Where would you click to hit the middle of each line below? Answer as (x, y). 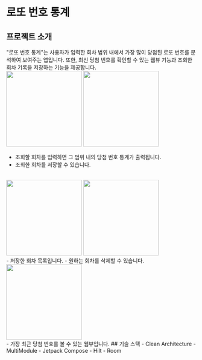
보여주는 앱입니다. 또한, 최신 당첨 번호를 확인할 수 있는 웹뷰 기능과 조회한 (107, 60)
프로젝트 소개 (29, 37)
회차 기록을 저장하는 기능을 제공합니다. (51, 67)
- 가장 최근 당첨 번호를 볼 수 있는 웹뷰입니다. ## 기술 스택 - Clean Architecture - (101, 344)
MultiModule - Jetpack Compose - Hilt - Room (64, 351)
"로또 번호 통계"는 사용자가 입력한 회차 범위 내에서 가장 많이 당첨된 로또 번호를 (98, 52)
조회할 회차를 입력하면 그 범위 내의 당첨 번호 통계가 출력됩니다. (88, 157)
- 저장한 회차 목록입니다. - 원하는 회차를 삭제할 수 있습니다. (75, 260)
